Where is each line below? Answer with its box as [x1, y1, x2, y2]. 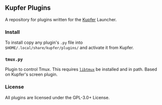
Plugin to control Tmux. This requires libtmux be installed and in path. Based [5, 66, 157, 72]
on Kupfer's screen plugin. [5, 72, 58, 78]
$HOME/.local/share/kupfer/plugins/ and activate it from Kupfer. [5, 45, 134, 51]
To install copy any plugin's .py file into [5, 39, 83, 45]
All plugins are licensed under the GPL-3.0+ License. [5, 94, 110, 100]
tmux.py [5, 57, 23, 62]
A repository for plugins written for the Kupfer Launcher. [5, 16, 117, 22]
